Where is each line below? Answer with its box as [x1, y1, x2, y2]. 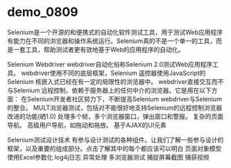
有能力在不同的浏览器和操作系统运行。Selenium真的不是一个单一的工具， [7, 36, 216, 45]
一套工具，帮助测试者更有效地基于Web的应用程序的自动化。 [12, 45, 185, 53]
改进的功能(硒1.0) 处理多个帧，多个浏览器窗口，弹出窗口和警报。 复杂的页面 [7, 112, 224, 120]
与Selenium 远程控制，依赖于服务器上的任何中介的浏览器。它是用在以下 [7, 86, 212, 94]
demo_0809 [7, 4, 78, 20]
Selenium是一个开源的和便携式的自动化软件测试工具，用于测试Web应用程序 [7, 28, 223, 36]
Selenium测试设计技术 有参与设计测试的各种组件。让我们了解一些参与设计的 [7, 135, 224, 144]
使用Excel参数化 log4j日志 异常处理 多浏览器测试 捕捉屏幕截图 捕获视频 [7, 153, 209, 161]
